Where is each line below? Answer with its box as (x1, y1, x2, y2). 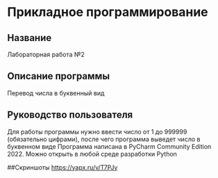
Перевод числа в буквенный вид (7, 88, 105, 97)
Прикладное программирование (7, 4, 208, 20)
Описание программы (7, 70, 110, 82)
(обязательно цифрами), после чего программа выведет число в (7, 135, 201, 143)
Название (7, 32, 52, 44)
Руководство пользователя (7, 109, 133, 121)
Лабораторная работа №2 (7, 50, 85, 58)
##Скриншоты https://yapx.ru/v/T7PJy (7, 163, 118, 171)
